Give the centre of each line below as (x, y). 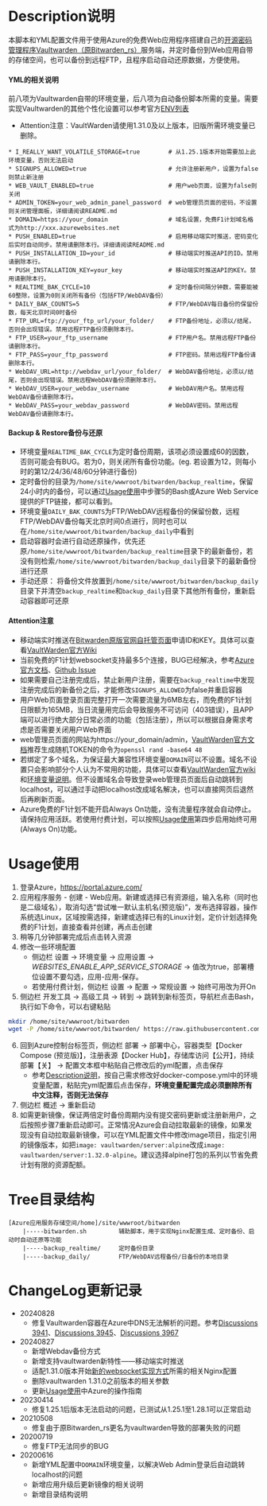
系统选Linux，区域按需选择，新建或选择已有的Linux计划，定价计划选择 (135, 917)
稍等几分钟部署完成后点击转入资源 (75, 937)
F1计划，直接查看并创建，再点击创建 (93, 927)
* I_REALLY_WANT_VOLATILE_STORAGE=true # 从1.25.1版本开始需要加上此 (132, 152)
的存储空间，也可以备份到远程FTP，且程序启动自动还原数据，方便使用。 (126, 60)
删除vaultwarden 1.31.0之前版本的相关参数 (100, 1381)
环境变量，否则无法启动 (41, 161)
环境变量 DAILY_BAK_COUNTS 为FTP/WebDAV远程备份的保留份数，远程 (130, 512)
